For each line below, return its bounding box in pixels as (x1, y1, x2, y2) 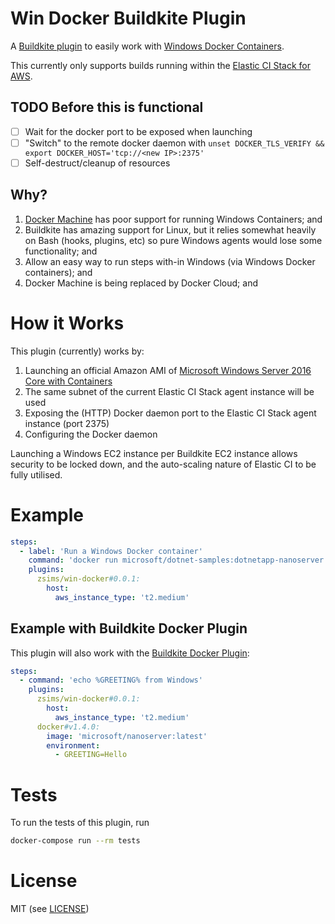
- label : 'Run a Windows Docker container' (19, 546, 203, 556)
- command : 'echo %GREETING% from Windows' (19, 675, 203, 686)
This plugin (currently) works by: (10, 345, 145, 357)
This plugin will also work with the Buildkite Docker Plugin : (10, 647, 250, 659)
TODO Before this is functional (10, 99, 204, 116)
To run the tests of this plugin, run (10, 817, 150, 829)
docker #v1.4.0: (36, 722, 101, 732)
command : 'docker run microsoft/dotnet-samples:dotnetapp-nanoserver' (28, 555, 329, 566)
